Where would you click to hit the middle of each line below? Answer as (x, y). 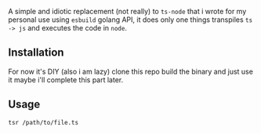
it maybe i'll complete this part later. (66, 80)
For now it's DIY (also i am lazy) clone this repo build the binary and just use (130, 71)
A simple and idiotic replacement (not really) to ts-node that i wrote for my (127, 11)
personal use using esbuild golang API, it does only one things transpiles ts (130, 20)
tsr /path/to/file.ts (43, 122)
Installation (36, 53)
